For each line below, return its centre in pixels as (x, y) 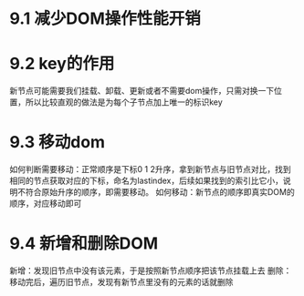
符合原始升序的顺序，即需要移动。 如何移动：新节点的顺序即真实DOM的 (160, 192)
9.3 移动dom (58, 143)
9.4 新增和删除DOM (84, 244)
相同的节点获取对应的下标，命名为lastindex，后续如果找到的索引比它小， (146, 181)
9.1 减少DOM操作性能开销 (105, 19)
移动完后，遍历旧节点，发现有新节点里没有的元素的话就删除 (121, 282)
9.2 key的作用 (62, 64)
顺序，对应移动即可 (46, 204)
